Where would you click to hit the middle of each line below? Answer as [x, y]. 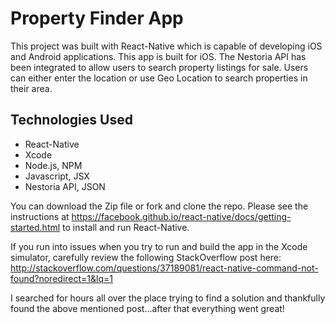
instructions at [40, 216]
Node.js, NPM [53, 165]
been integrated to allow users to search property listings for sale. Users [159, 67]
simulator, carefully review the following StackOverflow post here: [146, 257]
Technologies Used [71, 120]
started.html [35, 227]
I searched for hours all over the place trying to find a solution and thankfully [168, 298]
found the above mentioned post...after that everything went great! [147, 308]
